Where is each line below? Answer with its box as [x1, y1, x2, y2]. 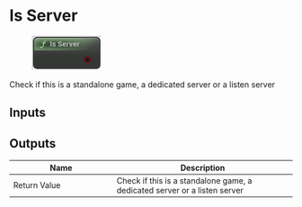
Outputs [9, 136, 57, 151]
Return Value [13, 180, 61, 191]
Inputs [9, 105, 47, 121]
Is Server [9, 5, 78, 26]
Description [180, 162, 226, 173]
